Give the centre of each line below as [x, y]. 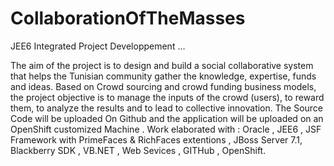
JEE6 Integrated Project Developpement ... [98, 46]
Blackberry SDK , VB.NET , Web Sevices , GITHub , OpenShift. [138, 150]
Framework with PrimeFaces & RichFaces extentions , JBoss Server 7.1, [156, 139]
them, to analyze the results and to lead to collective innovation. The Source [167, 108]
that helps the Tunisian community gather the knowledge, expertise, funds [163, 76]
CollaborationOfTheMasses [128, 18]
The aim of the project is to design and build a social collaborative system [162, 65]
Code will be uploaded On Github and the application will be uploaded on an [167, 118]
